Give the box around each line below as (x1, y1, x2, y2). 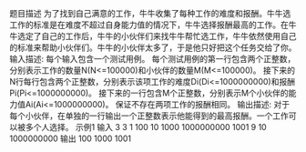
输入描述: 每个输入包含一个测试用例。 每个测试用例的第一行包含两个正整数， (9, 54, 296, 64)
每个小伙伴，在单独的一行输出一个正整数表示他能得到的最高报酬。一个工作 (9, 110, 289, 121)
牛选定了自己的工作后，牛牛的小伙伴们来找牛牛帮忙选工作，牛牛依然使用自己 (9, 31, 297, 41)
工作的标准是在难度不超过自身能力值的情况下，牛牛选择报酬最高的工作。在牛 (9, 19, 297, 30)
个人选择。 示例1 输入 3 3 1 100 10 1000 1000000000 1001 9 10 (33, 122, 267, 132)
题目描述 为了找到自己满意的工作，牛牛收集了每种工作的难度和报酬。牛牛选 (9, 8, 291, 18)
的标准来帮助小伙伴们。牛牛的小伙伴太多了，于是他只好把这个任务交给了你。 (9, 42, 297, 53)
